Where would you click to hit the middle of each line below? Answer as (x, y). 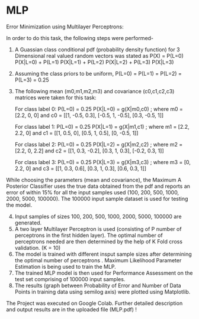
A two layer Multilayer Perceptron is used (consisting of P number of (98, 229)
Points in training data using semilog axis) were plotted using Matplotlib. (102, 292)
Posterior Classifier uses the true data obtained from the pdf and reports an (98, 186)
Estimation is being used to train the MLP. (65, 266)
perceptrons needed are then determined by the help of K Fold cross (98, 241)
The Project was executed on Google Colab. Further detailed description (94, 303)
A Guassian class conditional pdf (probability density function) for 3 (97, 49)
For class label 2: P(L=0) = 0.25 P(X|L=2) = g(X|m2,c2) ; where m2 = (99, 144)
